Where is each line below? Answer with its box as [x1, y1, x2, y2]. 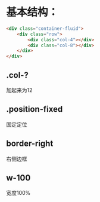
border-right [6, 139, 54, 149]
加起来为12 [6, 87, 33, 93]
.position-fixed [6, 104, 63, 114]
